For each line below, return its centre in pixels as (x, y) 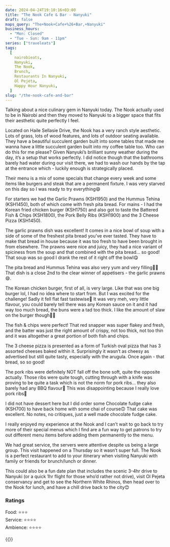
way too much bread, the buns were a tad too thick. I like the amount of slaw (85, 310)
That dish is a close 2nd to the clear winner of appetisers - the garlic (77, 273)
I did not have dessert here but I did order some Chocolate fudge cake (79, 404)
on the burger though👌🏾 (30, 315)
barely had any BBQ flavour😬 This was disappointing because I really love (82, 388)
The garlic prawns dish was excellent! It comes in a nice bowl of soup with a (85, 230)
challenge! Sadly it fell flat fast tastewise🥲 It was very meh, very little (77, 299)
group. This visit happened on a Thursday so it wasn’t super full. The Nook (83, 450)
